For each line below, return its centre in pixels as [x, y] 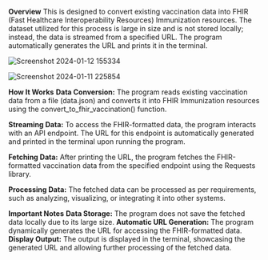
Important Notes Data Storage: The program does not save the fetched [127, 214]
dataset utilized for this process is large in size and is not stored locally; [126, 28]
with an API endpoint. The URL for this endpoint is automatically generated [131, 133]
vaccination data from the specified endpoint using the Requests [149, 166]
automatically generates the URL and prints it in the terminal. [108, 46]
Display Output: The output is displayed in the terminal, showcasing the [127, 239]
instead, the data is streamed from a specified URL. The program [115, 37]
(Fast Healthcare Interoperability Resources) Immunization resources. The [130, 20]
